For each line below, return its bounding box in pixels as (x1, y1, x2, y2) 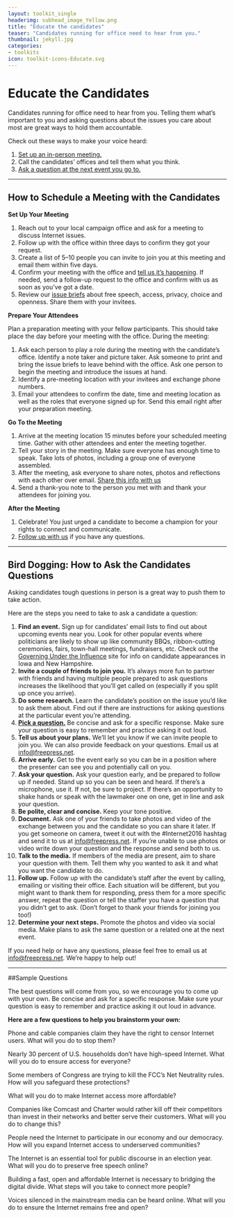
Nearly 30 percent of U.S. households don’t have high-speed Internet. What (8, 1050, 225, 1058)
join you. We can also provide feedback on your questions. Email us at (17, 741, 219, 749)
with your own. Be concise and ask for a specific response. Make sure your (8, 995, 224, 1003)
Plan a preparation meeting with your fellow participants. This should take (8, 324, 219, 332)
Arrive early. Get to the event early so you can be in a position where (17, 755, 217, 764)
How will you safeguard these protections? (8, 1078, 131, 1087)
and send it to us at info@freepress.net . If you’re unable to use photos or (17, 837, 226, 845)
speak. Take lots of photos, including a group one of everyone (17, 454, 196, 462)
